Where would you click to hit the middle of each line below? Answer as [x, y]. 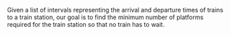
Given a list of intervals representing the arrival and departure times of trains [115, 10]
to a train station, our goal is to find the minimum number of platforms [105, 17]
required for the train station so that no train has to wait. [86, 24]
